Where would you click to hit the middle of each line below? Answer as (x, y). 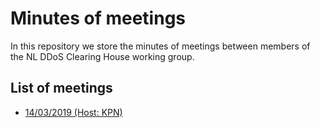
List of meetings (61, 88)
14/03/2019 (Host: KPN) (73, 112)
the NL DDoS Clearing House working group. (102, 56)
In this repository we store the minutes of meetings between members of (160, 46)
